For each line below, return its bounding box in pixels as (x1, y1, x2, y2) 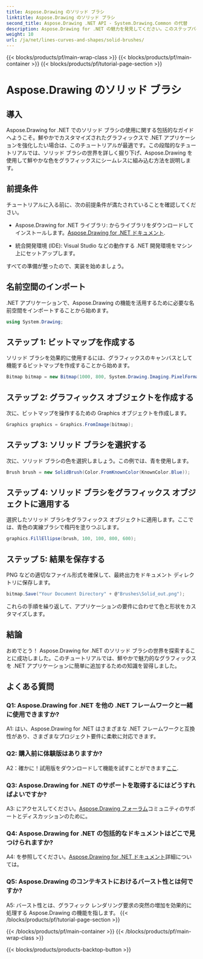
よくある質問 (6, 681, 54, 692)
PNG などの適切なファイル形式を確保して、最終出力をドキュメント (6, 571, 172, 579)
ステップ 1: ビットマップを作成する (6, 337, 136, 347)
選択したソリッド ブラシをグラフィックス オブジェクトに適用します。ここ (6, 516, 188, 523)
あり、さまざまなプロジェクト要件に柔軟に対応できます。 (16, 733, 159, 740)
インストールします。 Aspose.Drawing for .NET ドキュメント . (14, 229, 166, 236)
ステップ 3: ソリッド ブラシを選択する (6, 440, 147, 450)
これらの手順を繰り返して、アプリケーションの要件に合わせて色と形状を (6, 603, 186, 610)
